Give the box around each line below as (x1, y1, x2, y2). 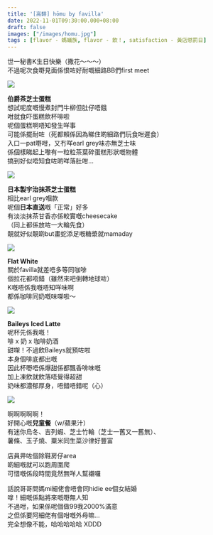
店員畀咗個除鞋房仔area (7, 452, 77, 460)
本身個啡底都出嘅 (7, 355, 58, 363)
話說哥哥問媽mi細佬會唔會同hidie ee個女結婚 (7, 485, 137, 493)
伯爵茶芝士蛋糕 (7, 94, 51, 103)
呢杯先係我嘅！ (7, 328, 51, 337)
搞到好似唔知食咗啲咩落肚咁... (7, 157, 94, 166)
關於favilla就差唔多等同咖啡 (7, 266, 87, 274)
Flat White (7, 257, 38, 266)
